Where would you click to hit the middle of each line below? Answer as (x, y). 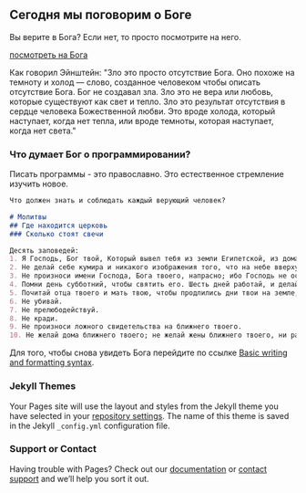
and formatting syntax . (52, 362)
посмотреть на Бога (49, 55)
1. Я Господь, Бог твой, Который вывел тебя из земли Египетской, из (144, 259)
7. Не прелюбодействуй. (55, 309)
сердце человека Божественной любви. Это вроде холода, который (143, 111)
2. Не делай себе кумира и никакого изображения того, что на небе (140, 267)
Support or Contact (53, 449)
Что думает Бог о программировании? (100, 154)
